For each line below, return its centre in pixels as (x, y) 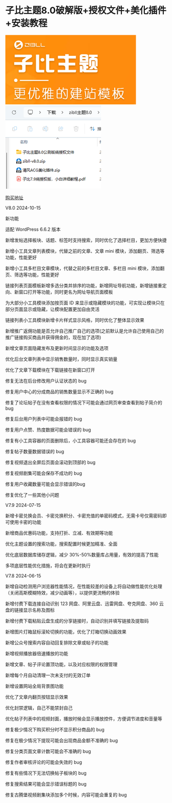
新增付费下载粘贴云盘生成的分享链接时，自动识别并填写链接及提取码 (77, 621)
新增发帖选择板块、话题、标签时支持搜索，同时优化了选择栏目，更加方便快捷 (86, 240)
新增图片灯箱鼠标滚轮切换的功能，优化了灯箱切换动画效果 (66, 632)
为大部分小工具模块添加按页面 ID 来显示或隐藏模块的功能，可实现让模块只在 (85, 303)
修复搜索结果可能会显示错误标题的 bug (46, 784)
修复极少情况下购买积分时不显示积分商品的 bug (55, 729)
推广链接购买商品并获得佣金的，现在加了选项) (53, 337)
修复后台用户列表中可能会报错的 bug (44, 419)
